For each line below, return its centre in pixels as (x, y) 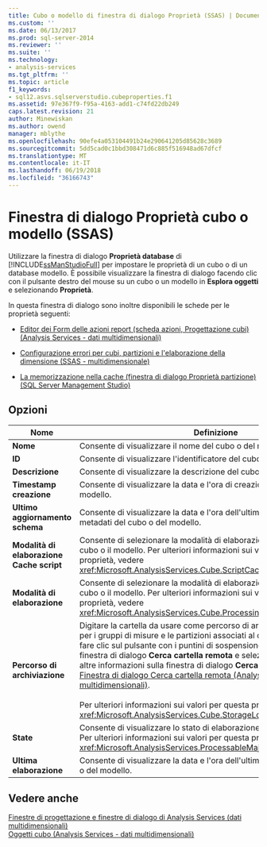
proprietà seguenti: (39, 314)
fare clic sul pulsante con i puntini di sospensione (171, 645)
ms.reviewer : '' (35, 45)
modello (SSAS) (61, 234)
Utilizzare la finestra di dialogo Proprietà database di (95, 256)
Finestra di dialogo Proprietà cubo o (128, 217)
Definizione (216, 432)
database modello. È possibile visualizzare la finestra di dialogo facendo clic (133, 273)
